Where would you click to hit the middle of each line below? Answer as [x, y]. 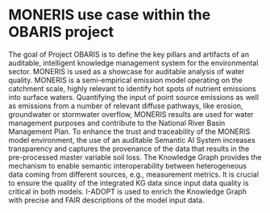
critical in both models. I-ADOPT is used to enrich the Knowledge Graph [128, 191]
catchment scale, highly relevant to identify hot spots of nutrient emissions [132, 88]
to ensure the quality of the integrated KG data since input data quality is [129, 182]
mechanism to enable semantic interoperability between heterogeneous [128, 165]
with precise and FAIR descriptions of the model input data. [106, 200]
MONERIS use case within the [110, 15]
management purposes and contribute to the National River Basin [117, 123]
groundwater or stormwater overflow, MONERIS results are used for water [131, 114]
